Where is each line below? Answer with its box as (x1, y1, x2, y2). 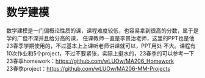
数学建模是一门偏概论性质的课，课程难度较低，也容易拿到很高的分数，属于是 (6, 27, 199, 34)
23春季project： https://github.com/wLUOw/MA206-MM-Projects (6, 65, 171, 72)
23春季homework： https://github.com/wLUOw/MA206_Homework (6, 57, 174, 65)
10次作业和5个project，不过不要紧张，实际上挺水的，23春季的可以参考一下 (6, 49, 195, 57)
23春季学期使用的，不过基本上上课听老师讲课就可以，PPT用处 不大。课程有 (6, 42, 196, 49)
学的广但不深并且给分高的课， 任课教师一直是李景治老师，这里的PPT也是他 (6, 34, 195, 41)
